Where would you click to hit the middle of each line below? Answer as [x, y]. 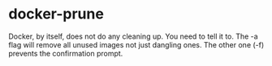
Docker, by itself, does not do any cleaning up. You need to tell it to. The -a [133, 36]
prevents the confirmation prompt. [66, 53]
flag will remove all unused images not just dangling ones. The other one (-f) [136, 44]
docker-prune [56, 14]
